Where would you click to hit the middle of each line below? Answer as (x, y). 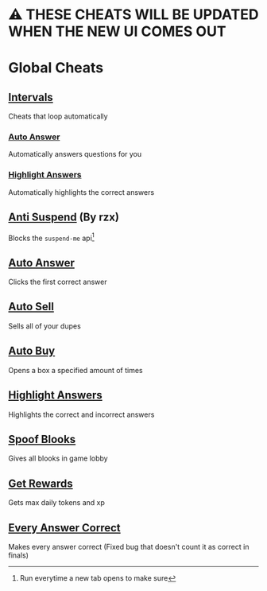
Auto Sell (31, 307)
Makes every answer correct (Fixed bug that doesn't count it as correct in (129, 546)
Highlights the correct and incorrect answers (81, 414)
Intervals (31, 97)
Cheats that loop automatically (58, 116)
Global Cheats (56, 68)
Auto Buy (32, 351)
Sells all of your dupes (44, 326)
